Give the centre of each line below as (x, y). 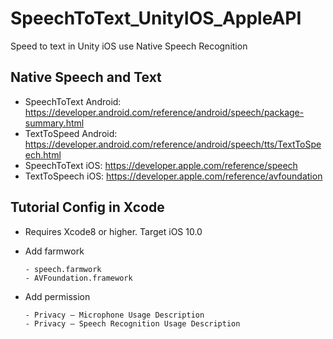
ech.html (43, 154)
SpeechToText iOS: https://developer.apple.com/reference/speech (161, 165)
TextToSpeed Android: (71, 133)
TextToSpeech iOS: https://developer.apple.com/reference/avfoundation (173, 176)
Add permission (57, 296)
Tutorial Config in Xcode (87, 207)
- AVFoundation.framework (78, 278)
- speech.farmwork (63, 269)
